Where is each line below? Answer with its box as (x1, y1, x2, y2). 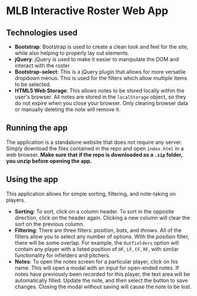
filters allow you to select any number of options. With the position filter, (14, 233, 189, 240)
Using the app (6, 175, 59, 185)
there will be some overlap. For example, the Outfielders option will (14, 239, 179, 246)
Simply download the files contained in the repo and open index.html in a (6, 144, 184, 152)
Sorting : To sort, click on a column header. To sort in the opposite (14, 208, 175, 215)
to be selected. (14, 81, 51, 88)
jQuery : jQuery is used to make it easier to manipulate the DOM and (14, 56, 179, 63)
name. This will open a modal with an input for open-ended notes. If (14, 264, 179, 271)
